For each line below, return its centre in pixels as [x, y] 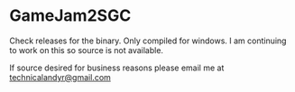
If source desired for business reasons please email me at [117, 68]
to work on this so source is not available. [87, 50]
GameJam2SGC [70, 16]
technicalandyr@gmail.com [60, 77]
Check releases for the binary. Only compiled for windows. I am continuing [148, 41]
